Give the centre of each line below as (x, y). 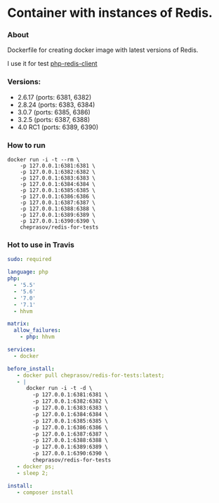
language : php (28, 272)
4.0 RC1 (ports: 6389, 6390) (58, 127)
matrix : (19, 324)
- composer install (45, 492)
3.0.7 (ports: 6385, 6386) (54, 112)
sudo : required (29, 260)
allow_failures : (37, 330)
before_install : (31, 369)
